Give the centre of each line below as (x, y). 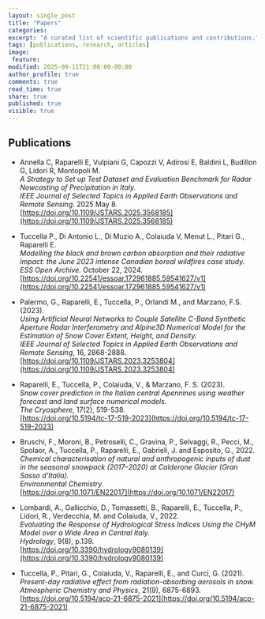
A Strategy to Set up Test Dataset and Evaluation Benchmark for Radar (136, 179)
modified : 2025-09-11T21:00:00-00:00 (70, 67)
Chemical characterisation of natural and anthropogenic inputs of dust (135, 459)
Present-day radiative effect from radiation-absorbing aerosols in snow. (137, 581)
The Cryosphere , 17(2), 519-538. (73, 410)
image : (19, 52)
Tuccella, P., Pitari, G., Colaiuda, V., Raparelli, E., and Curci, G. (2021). (132, 573)
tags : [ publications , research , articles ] (79, 45)
